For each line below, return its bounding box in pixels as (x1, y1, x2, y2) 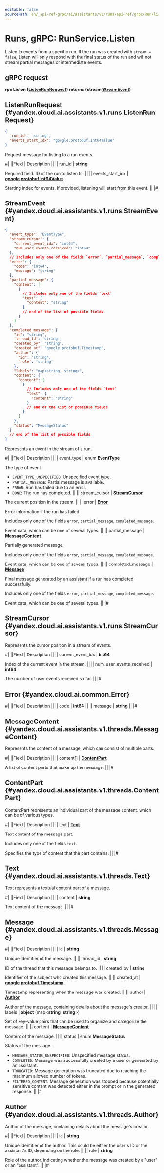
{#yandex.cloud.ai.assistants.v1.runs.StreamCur (5, 622, 158, 630)
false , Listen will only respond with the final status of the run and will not (5, 54, 152, 60)
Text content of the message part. (5, 831, 74, 837)
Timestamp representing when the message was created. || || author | (5, 989, 146, 995)
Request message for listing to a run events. (5, 151, 94, 157)
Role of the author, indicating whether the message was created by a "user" (5, 1157, 158, 1163)
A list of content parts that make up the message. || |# (5, 764, 114, 770)
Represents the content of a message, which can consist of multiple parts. (5, 745, 155, 751)
